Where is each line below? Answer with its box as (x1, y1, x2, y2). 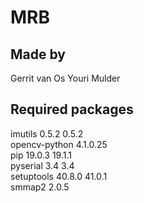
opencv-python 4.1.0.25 (10, 138, 108, 150)
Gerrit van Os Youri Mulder (10, 72, 121, 84)
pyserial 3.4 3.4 (10, 159, 75, 171)
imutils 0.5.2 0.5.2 (10, 127, 84, 140)
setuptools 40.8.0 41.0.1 (10, 170, 108, 182)
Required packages (10, 101, 134, 118)
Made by (10, 46, 66, 63)
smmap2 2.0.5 (10, 181, 70, 193)
